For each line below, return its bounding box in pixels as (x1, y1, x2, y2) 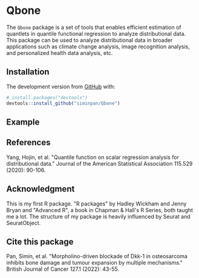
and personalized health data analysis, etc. (6, 49, 113, 56)
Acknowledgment (6, 184, 75, 194)
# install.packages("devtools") (6, 94, 88, 100)
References (6, 137, 51, 148)
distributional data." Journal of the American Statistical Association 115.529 (6, 160, 193, 167)
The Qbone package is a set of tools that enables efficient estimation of (6, 24, 181, 31)
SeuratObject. (6, 219, 41, 227)
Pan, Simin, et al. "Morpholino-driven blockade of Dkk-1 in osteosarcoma (6, 253, 188, 260)
